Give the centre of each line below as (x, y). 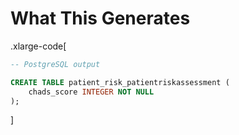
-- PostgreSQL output (55, 64)
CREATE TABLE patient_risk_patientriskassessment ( (120, 82)
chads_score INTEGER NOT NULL (91, 92)
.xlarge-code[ (38, 46)
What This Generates (100, 18)
